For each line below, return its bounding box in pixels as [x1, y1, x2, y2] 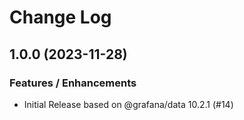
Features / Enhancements [9, 76, 137, 90]
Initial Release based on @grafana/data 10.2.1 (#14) [23, 98, 234, 110]
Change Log [9, 6, 112, 29]
